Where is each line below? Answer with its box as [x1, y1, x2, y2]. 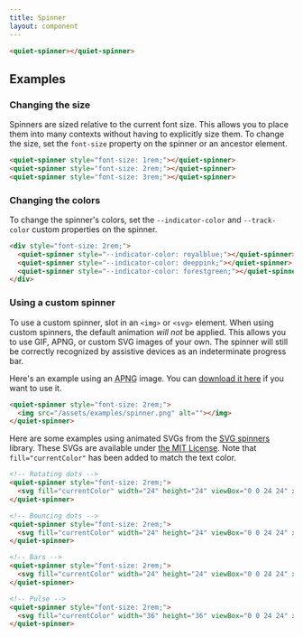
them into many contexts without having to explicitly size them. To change [9, 128, 285, 140]
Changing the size [9, 98, 91, 111]
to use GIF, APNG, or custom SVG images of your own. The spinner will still [9, 336, 289, 347]
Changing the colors [9, 193, 101, 206]
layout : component [9, 22, 78, 31]
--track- [243, 216, 277, 225]
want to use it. [9, 382, 62, 393]
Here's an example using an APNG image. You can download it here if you [9, 372, 284, 384]
